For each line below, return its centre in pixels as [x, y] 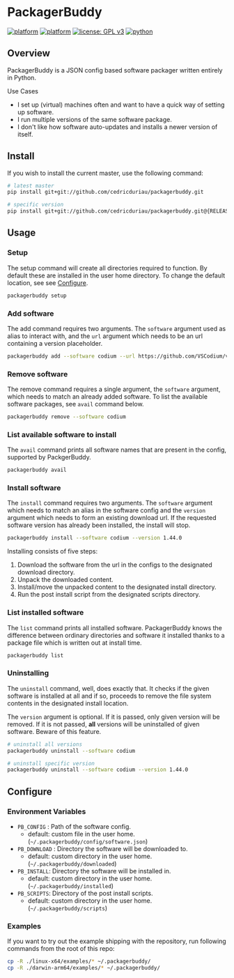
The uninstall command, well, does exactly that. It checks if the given [108, 688]
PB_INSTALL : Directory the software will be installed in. [94, 871]
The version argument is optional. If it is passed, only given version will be [114, 717]
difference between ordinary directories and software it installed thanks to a [116, 635]
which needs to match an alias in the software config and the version [107, 510]
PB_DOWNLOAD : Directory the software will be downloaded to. [102, 848]
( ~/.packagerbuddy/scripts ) [68, 908]
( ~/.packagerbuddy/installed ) [70, 885]
